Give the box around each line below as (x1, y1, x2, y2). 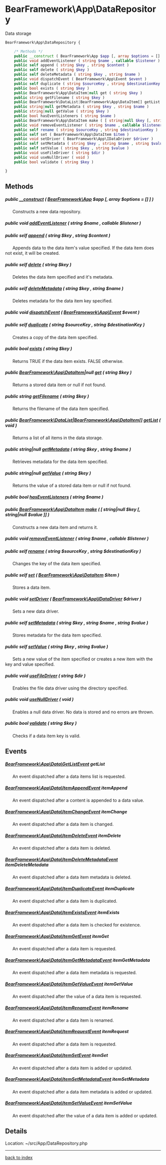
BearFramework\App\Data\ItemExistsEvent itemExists (5, 909, 120, 915)
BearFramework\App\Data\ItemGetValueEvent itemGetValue (5, 981, 133, 987)
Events (5, 747, 27, 756)
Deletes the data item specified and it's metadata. (12, 274, 114, 280)
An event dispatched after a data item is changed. (12, 821, 114, 827)
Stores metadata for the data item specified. (12, 632, 102, 638)
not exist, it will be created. (5, 250, 60, 256)
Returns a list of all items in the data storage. (12, 435, 103, 441)
